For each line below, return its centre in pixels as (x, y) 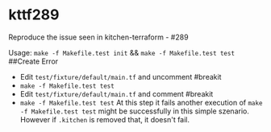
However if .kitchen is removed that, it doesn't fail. (105, 119)
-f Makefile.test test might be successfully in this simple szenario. (135, 111)
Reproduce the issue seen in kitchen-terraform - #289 (98, 37)
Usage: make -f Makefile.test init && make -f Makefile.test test (122, 52)
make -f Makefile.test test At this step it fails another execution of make (141, 102)
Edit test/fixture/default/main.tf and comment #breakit (117, 93)
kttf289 (34, 15)
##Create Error (33, 61)
